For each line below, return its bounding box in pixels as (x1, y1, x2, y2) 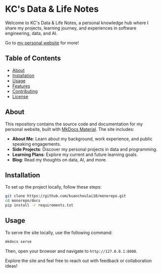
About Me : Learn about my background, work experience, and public (12, 136, 153, 142)
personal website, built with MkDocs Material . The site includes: (5, 126, 135, 132)
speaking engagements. (12, 141, 61, 147)
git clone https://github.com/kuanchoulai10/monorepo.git (5, 194, 126, 198)
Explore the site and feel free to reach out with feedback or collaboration (5, 258, 152, 264)
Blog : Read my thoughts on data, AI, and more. (12, 156, 107, 162)
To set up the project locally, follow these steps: (5, 184, 102, 190)
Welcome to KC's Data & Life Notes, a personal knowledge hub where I (5, 20, 149, 26)
